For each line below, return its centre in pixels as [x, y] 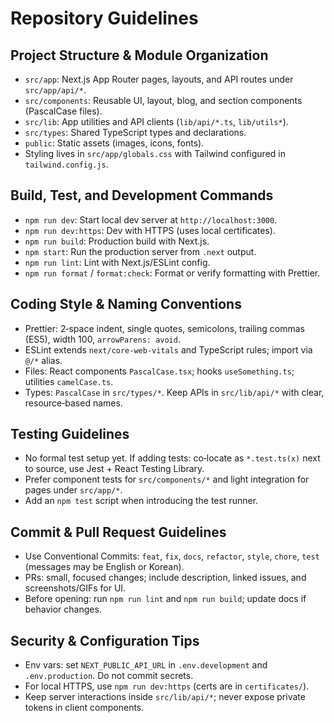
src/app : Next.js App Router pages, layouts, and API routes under [159, 79]
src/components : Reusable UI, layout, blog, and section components [163, 100]
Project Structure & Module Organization [139, 55]
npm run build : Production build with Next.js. [117, 241]
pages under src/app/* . [73, 490]
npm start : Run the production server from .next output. [140, 251]
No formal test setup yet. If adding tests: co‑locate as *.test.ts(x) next [172, 458]
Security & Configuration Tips [105, 640]
